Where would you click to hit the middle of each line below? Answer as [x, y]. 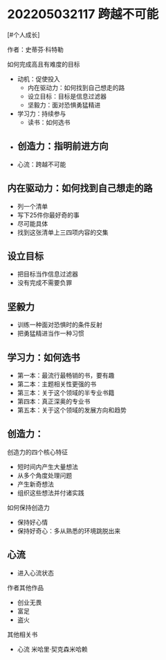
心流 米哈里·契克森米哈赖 [52, 649]
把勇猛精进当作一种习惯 [50, 333]
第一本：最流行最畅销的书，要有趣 [66, 375]
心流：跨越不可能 [41, 164]
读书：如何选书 [49, 122]
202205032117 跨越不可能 [83, 14]
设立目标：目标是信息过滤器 [67, 96]
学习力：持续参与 [41, 113]
